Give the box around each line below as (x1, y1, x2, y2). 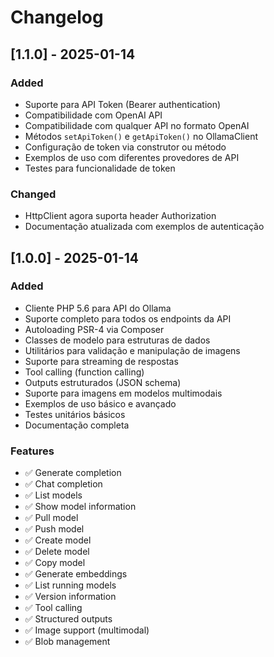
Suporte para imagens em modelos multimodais (24, 387, 223, 399)
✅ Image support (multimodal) (24, 624, 150, 636)
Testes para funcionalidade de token (24, 162, 176, 174)
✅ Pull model (24, 512, 79, 524)
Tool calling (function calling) (24, 366, 145, 378)
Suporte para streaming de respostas (24, 355, 179, 367)
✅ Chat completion (24, 478, 103, 490)
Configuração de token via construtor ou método (24, 141, 227, 153)
